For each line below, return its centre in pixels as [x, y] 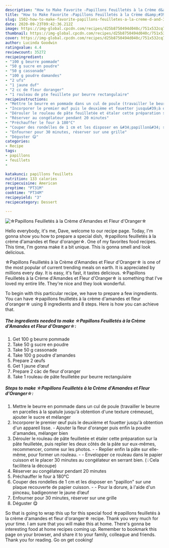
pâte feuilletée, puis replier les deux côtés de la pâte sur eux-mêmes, [84, 444]
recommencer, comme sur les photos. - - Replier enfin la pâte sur [80, 449]
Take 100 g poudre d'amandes [44, 355]
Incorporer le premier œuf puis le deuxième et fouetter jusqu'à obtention [88, 422]
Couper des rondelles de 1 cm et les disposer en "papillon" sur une [82, 482]
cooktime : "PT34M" [24, 193]
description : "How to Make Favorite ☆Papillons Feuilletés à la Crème [81, 10]
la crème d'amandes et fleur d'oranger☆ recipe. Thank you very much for [82, 518]
